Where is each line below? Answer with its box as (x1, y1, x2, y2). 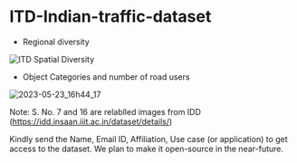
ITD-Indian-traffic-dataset (9, 6, 212, 27)
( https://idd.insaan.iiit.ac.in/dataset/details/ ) (9, 116, 173, 127)
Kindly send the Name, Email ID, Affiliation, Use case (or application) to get (9, 133, 288, 144)
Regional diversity (22, 36, 91, 47)
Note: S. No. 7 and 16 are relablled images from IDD (9, 106, 202, 117)
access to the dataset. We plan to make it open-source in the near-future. (9, 143, 283, 154)
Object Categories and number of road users (22, 71, 190, 82)
